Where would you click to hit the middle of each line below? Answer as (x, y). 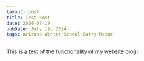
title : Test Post (28, 18)
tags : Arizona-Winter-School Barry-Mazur (60, 34)
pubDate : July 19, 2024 (37, 29)
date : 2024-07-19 (28, 23)
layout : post (23, 12)
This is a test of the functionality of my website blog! (72, 51)
